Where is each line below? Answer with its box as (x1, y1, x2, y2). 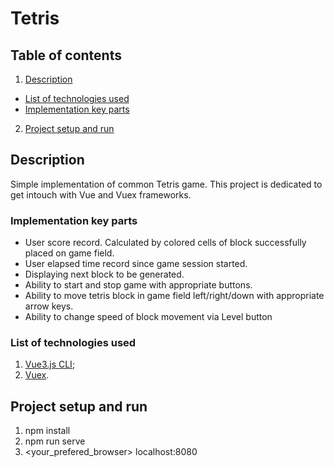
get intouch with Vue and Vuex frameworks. (10, 188, 192, 201)
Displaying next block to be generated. (24, 268, 185, 281)
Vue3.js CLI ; (24, 358, 76, 371)
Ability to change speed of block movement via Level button (24, 311, 273, 323)
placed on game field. (24, 247, 115, 259)
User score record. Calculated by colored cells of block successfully (24, 237, 307, 249)
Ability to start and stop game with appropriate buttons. (24, 279, 253, 291)
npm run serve (24, 435, 86, 447)
